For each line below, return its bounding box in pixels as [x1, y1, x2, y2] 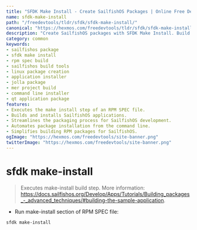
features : [6, 101, 30, 107]
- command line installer [6, 90, 69, 96]
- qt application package [6, 96, 69, 102]
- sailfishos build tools [6, 63, 69, 69]
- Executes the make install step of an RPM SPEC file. [6, 107, 145, 113]
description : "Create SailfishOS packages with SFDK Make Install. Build [6, 31, 191, 36]
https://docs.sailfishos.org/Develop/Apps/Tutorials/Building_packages [20, 190, 190, 197]
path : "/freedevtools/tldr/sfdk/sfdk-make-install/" [6, 19, 138, 25]
